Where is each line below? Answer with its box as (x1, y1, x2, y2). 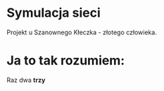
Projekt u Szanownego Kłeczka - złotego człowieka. (6, 28, 158, 36)
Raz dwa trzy (6, 76, 46, 84)
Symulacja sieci (6, 5, 101, 21)
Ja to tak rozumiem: (6, 52, 125, 69)
